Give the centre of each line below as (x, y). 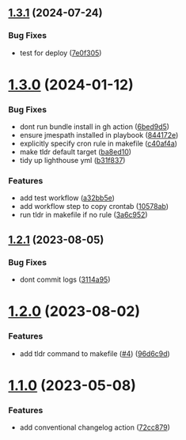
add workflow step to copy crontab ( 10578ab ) (94, 207)
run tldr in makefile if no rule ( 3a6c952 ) (84, 215)
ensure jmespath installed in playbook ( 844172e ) (99, 135)
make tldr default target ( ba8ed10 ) (76, 152)
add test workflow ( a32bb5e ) (67, 198)
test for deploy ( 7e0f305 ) (61, 53)
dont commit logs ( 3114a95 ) (65, 279)
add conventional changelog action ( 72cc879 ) (95, 427)
